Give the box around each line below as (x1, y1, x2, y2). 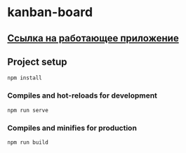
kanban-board (7, 4, 93, 20)
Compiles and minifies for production (7, 123, 137, 133)
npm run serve (7, 107, 49, 114)
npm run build (7, 138, 49, 146)
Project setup (7, 55, 68, 67)
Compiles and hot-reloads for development (7, 91, 158, 100)
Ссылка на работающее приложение (7, 32, 179, 44)
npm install (7, 74, 42, 81)
